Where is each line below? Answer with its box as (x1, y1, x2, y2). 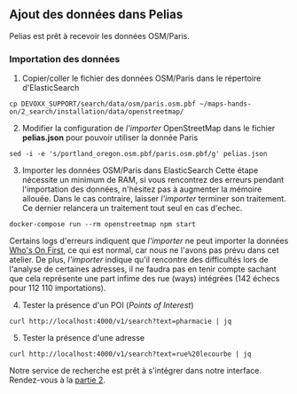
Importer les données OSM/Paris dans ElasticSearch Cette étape (21, 165, 259, 176)
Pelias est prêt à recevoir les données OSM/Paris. (9, 30, 191, 41)
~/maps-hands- (199, 99, 252, 109)
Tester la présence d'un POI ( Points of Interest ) (21, 300, 194, 311)
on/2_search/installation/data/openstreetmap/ (9, 107, 184, 116)
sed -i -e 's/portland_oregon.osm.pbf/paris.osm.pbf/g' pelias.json (9, 150, 268, 159)
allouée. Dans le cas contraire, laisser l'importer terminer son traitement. (21, 193, 286, 204)
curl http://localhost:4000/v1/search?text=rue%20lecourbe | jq (9, 350, 252, 359)
